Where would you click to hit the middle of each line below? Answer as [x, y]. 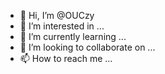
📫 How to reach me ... [66, 58]
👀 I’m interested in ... [62, 26]
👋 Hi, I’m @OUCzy [57, 15]
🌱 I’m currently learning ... [73, 36]
